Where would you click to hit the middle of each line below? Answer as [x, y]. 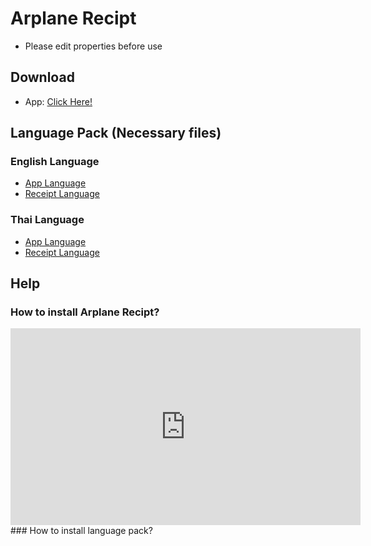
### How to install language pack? [81, 531]
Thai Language [47, 220]
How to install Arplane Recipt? [85, 312]
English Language [55, 162]
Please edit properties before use [93, 46]
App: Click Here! [58, 101]
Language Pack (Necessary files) [116, 133]
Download [42, 77]
